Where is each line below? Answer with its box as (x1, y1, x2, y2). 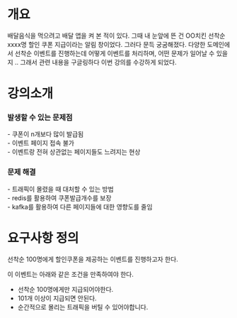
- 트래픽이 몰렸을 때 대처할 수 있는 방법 (7, 185, 115, 193)
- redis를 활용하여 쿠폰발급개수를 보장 (7, 193, 112, 202)
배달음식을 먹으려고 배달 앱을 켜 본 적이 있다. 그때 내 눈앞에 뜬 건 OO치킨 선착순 (7, 31, 226, 40)
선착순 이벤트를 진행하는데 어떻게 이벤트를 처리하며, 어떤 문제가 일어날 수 (14, 49, 215, 57)
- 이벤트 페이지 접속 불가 (7, 139, 74, 148)
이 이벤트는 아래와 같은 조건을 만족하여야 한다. (7, 270, 134, 278)
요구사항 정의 (7, 230, 79, 246)
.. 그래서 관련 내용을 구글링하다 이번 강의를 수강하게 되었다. (14, 57, 177, 66)
